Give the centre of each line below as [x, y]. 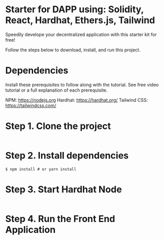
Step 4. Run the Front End [60, 219]
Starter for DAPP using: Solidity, [75, 9]
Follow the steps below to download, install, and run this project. [73, 50]
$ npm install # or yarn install [41, 169]
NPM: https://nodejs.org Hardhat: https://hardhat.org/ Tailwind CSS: [77, 100]
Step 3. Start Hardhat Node [64, 189]
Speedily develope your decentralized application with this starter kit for [81, 34]
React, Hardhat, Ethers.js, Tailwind [80, 20]
